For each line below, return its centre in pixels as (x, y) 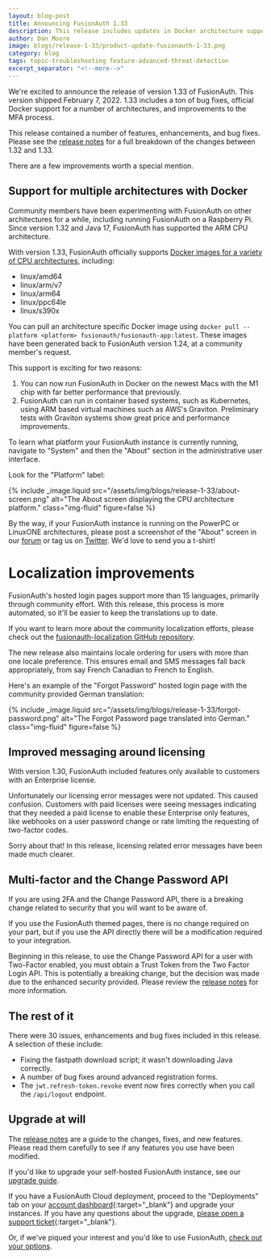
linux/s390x (40, 310)
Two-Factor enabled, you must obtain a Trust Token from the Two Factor (129, 965)
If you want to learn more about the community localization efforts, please (131, 628)
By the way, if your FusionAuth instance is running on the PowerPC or (124, 523)
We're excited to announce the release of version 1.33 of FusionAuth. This (131, 91)
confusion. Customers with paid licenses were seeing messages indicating (132, 804)
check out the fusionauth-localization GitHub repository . (102, 637)
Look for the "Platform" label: (57, 474)
